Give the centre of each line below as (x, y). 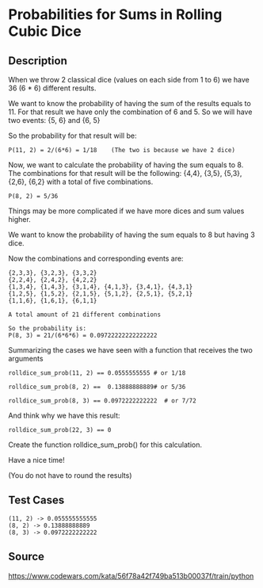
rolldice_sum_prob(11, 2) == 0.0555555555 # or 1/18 (97, 373)
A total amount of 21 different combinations (84, 315)
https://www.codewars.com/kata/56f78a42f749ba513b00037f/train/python (131, 575)
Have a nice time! (36, 460)
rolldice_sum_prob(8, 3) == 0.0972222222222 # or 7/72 (102, 401)
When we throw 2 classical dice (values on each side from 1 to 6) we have (129, 80)
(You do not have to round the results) (70, 475)
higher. (20, 219)
